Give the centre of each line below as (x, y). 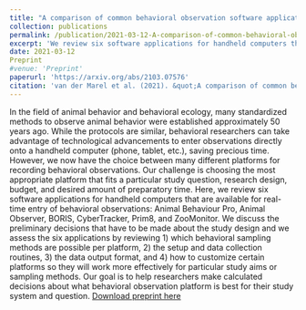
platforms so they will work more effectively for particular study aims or (143, 266)
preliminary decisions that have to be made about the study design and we (149, 228)
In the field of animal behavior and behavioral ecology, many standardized (148, 111)
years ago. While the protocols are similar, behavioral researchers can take (149, 131)
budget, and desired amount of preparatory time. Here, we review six (139, 189)
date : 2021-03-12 (42, 52)
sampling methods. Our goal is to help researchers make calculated (136, 276)
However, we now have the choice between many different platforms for (145, 160)
